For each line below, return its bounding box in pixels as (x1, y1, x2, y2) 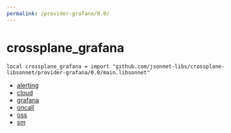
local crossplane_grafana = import (6, 63, 110, 70)
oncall (16, 103, 35, 112)
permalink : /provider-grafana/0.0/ (6, 10, 110, 17)
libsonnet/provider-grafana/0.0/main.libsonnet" (6, 69, 150, 76)
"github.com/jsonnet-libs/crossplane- (112, 63, 225, 70)
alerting (16, 81, 39, 89)
